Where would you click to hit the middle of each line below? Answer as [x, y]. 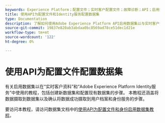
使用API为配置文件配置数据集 [64, 72]
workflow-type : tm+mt [27, 32]
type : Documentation [26, 19]
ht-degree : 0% [20, 42]
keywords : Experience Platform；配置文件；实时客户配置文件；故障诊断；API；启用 [82, 10]
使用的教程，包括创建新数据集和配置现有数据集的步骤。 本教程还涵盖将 [87, 92]
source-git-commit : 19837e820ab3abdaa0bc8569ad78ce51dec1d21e [70, 28]
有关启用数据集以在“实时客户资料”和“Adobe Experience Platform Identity [78, 86]
